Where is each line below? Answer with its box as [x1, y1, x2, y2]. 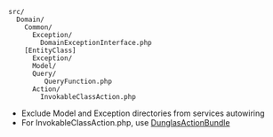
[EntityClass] [24, 46, 76, 55]
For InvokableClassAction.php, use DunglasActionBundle [20, 118, 230, 127]
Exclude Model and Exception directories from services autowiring [20, 108, 265, 118]
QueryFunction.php [44, 77, 113, 86]
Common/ [24, 23, 52, 32]
